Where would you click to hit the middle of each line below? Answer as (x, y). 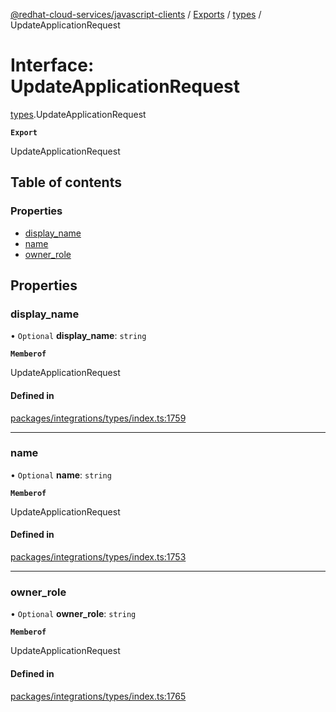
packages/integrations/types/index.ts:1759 (98, 418)
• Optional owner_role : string (73, 614)
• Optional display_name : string (78, 336)
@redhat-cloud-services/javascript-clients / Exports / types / (136, 14)
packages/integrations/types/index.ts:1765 (98, 696)
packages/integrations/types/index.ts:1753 (98, 557)
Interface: (52, 65)
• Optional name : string (61, 475)
